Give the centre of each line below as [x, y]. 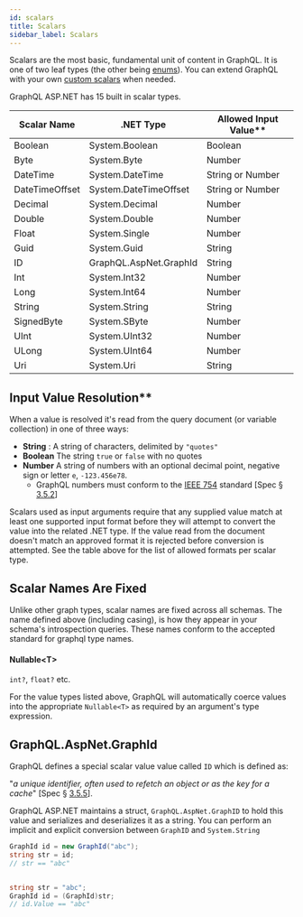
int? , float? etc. [40, 680]
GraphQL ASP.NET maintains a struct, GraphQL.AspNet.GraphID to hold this [147, 811]
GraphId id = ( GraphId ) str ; [62, 896]
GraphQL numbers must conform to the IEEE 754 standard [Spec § [160, 485]
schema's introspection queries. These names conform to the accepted [142, 629]
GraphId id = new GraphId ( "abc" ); [74, 847]
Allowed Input [248, 119]
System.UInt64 [121, 351]
